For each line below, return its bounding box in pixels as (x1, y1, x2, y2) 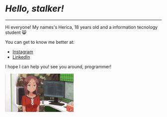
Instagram (12, 48, 33, 55)
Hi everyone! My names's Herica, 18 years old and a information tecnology (5, 24, 158, 30)
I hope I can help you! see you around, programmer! (5, 63, 112, 70)
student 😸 (5, 29, 27, 35)
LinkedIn (12, 54, 30, 60)
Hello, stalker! (5, 3, 64, 14)
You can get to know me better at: (5, 39, 75, 45)
